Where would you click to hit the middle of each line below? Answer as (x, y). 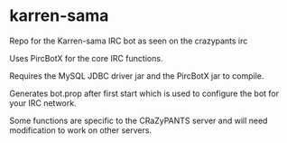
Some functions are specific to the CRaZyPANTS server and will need (139, 120)
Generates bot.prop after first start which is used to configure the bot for (144, 93)
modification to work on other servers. (80, 130)
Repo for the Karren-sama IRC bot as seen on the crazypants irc (129, 41)
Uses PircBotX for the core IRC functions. (86, 58)
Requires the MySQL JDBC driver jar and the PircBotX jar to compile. (137, 76)
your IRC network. (43, 103)
